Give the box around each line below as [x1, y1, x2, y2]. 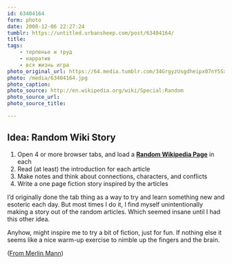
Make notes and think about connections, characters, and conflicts [17, 172, 208, 180]
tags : [7, 42, 23, 49]
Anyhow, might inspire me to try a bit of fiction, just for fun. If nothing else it [7, 228, 222, 236]
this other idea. [7, 215, 50, 223]
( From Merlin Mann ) [7, 249, 64, 257]
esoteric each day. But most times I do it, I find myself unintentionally [7, 200, 204, 208]
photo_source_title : [7, 100, 67, 107]
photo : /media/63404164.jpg [7, 74, 88, 82]
